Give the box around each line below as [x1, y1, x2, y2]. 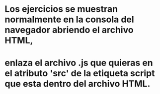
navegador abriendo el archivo [4, 25, 134, 35]
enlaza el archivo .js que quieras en [4, 58, 154, 68]
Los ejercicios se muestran [4, 3, 118, 15]
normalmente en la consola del [4, 14, 135, 25]
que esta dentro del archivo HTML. [4, 78, 151, 90]
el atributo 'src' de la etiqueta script [4, 68, 155, 79]
